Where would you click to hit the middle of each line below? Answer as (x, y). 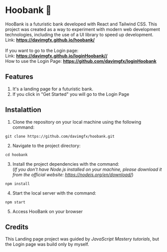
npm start (15, 202)
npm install (17, 184)
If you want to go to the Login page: (42, 50)
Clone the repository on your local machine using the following (77, 122)
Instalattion (23, 110)
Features (19, 77)
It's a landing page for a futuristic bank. (53, 89)
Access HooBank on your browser (48, 211)
